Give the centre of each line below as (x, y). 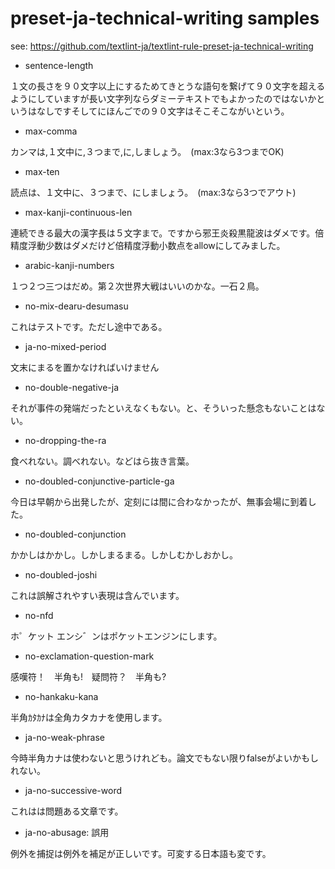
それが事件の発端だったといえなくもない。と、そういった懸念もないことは (163, 408)
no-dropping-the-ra (65, 440)
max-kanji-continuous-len (78, 212)
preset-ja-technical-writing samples (165, 18)
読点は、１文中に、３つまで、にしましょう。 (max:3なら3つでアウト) (153, 192)
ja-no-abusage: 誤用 (67, 832)
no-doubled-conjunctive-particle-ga (99, 481)
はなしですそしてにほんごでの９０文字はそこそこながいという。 (158, 111)
